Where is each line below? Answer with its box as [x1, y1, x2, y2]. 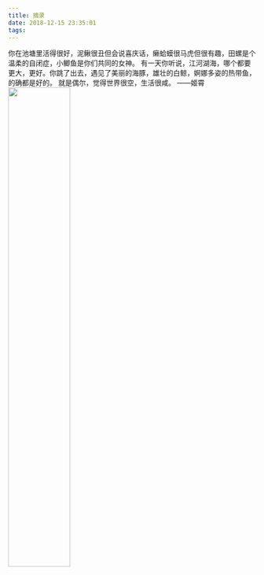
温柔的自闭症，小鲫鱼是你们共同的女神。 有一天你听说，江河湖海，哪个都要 [8, 58, 251, 68]
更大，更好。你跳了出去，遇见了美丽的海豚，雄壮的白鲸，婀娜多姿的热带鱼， [8, 68, 256, 78]
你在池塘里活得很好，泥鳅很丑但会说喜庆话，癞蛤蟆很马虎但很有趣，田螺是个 [8, 49, 256, 58]
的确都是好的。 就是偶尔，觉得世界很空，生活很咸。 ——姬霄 [8, 78, 205, 87]
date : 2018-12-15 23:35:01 [8, 19, 97, 27]
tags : [8, 26, 26, 34]
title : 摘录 [8, 11, 45, 20]
